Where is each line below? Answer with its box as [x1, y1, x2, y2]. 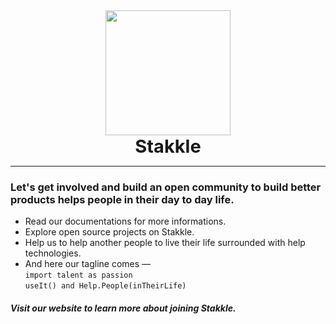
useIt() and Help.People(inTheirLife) [24, 281, 187, 291]
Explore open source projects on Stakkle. [24, 226, 195, 238]
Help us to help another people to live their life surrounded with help [24, 237, 306, 249]
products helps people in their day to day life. [10, 192, 235, 206]
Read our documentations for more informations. [24, 215, 227, 228]
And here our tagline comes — [24, 258, 152, 270]
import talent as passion [24, 270, 133, 281]
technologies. [24, 247, 82, 259]
